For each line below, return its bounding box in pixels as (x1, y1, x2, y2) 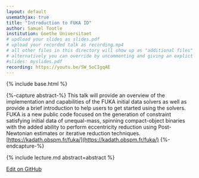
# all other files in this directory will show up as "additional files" (6, 48, 194, 54)
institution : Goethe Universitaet (6, 31, 92, 37)
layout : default (6, 8, 46, 15)
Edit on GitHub (6, 165, 42, 173)
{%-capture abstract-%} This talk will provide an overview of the (6, 92, 165, 99)
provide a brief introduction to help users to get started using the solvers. (6, 105, 186, 112)
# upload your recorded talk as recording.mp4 (6, 42, 124, 48)
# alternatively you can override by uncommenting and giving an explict (6, 53, 194, 59)
